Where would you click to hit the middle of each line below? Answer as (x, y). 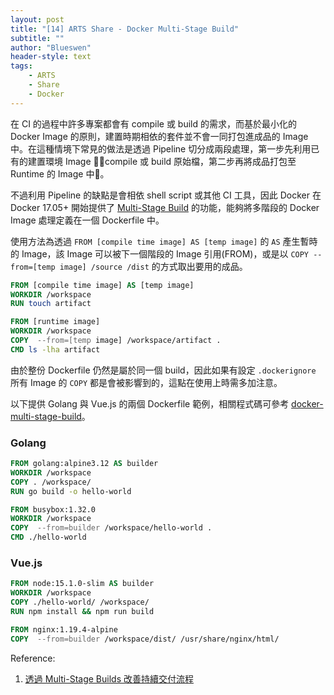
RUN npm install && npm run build (82, 611)
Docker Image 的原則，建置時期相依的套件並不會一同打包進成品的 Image (159, 136)
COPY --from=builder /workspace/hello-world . (111, 528)
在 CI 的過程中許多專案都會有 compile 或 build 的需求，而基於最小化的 (153, 123)
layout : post (37, 19)
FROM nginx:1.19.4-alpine (64, 629)
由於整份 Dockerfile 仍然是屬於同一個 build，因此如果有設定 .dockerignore (163, 370)
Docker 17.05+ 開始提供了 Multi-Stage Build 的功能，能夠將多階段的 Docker (165, 207)
